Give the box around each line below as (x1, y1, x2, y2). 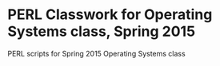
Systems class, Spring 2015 (7, 22, 196, 41)
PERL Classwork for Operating (7, 6, 213, 24)
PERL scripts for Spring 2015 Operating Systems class (7, 49, 186, 58)
